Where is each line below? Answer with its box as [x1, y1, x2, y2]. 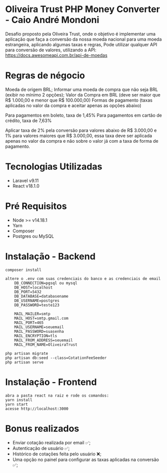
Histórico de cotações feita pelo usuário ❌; [12, 451, 102, 457]
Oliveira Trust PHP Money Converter [5, 4, 160, 15]
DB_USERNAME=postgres [14, 298, 59, 303]
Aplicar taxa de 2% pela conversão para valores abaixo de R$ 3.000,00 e [5, 127, 157, 133]
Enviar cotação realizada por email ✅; [12, 439, 91, 445]
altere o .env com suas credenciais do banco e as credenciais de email [5, 276, 161, 281]
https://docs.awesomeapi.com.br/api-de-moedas [5, 52, 108, 58]
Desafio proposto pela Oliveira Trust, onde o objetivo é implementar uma [5, 31, 156, 37]
